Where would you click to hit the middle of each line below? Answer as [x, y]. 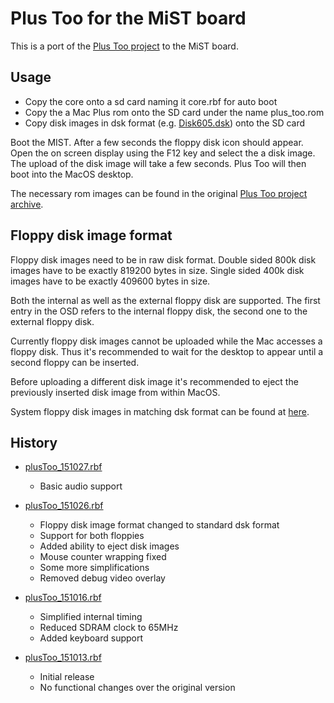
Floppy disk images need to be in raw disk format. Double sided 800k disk [163, 259]
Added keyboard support [91, 638]
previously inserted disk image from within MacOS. [115, 392]
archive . [27, 204]
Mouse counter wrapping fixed [103, 557]
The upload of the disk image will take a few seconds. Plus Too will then [158, 163]
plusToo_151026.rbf [64, 506]
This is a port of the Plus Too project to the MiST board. [124, 46]
